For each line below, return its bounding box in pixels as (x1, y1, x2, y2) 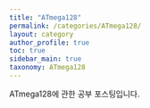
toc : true (9, 46, 46, 55)
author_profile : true (9, 37, 90, 47)
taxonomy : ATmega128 (9, 63, 87, 72)
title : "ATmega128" (9, 12, 82, 22)
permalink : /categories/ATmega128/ (9, 21, 142, 30)
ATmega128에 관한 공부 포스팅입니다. (9, 88, 140, 99)
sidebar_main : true (9, 54, 82, 63)
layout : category (9, 29, 74, 38)
